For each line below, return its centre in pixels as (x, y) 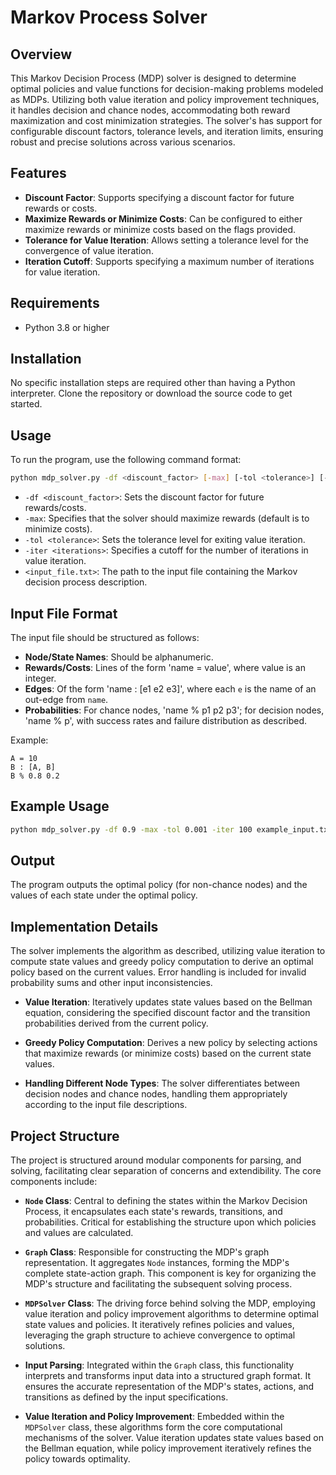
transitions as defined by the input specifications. (126, 1397)
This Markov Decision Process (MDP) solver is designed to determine (153, 78)
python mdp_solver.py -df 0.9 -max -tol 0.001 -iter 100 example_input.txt (171, 829)
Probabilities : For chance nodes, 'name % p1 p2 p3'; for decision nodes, (174, 710)
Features (38, 173)
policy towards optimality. (77, 1459)
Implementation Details (84, 926)
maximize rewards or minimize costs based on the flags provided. (160, 229)
